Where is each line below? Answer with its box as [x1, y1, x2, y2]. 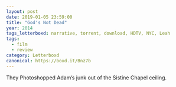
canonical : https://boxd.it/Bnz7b [6, 58, 92, 63]
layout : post [6, 8, 38, 15]
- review [11, 47, 33, 53]
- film [11, 42, 28, 48]
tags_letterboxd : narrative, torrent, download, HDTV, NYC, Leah [6, 31, 170, 36]
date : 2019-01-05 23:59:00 [6, 14, 73, 20]
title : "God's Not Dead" [6, 19, 67, 25]
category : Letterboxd [6, 52, 60, 58]
